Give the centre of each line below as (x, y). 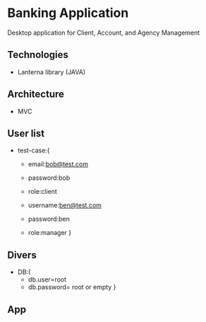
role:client (43, 192)
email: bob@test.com (58, 164)
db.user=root (47, 280)
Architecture (36, 94)
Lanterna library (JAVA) (51, 71)
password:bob (49, 178)
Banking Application (68, 13)
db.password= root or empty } (72, 287)
